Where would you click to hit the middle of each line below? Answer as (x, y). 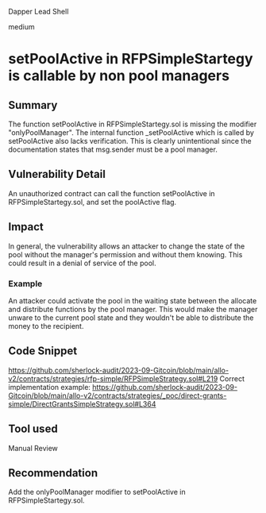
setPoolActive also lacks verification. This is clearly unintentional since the (130, 141)
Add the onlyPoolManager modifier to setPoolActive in (97, 492)
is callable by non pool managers (119, 76)
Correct (232, 378)
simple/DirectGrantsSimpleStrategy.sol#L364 (82, 403)
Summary (33, 105)
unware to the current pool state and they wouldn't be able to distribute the (131, 318)
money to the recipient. (46, 326)
